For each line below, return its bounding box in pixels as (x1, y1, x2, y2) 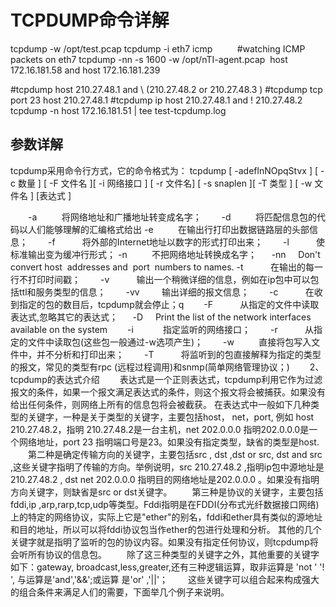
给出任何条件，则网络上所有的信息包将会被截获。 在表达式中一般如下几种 (10, 398, 311, 410)
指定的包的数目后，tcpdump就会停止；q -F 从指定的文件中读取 (18, 298, 320, 310)
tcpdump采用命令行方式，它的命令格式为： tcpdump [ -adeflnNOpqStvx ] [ (10, 164, 319, 176)
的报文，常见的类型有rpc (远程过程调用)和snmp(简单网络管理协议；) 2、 (10, 361, 325, 373)
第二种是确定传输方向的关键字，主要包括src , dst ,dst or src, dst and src (27, 448, 323, 460)
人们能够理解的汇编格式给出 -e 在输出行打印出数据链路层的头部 (27, 223, 310, 235)
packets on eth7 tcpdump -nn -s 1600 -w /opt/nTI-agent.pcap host (10, 53, 288, 65)
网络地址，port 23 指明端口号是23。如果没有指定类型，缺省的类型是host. (18, 436, 320, 448)
